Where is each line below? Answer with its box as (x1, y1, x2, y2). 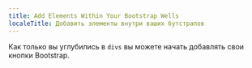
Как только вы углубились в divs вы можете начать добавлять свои (8, 41, 245, 51)
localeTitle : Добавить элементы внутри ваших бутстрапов (8, 19, 205, 28)
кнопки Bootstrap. (8, 50, 70, 60)
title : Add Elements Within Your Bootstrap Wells (8, 11, 180, 20)
